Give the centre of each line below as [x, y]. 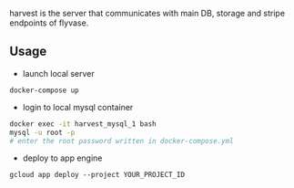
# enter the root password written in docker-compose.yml [122, 141]
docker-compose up [44, 90]
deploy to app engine [62, 158]
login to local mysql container [78, 107]
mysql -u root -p [42, 132]
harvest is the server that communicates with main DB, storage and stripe [147, 13]
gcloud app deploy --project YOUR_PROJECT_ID [97, 175]
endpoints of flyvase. [49, 23]
